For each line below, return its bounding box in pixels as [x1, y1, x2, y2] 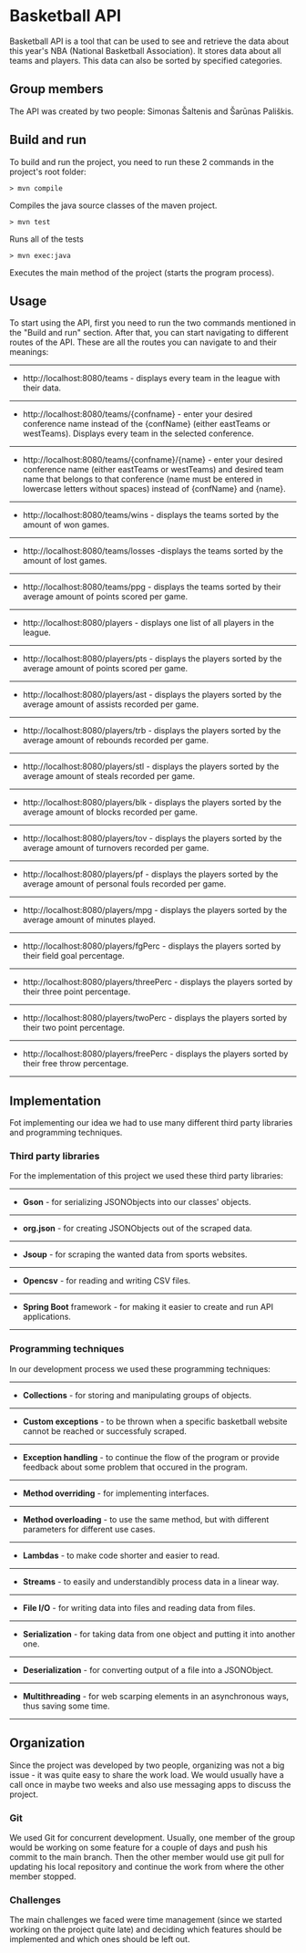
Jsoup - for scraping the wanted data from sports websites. [22, 1249, 248, 1260]
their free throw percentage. [22, 1058, 129, 1069]
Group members [9, 81, 104, 97]
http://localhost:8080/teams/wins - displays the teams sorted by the [22, 510, 280, 521]
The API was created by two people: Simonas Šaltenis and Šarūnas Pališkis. [9, 106, 294, 117]
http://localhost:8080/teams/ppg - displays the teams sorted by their [22, 581, 281, 593]
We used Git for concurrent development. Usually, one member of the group [9, 1832, 296, 1843]
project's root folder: [9, 166, 87, 177]
